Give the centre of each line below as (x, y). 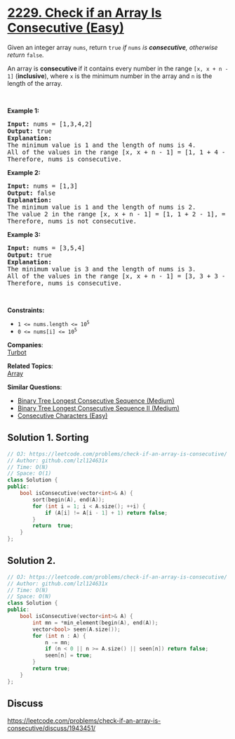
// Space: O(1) (29, 474)
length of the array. (35, 83)
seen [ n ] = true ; (68, 655)
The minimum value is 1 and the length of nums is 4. (102, 145)
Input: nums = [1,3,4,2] (50, 124)
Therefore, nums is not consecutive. (72, 221)
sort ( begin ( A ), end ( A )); (69, 500)
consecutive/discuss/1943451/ (52, 728)
